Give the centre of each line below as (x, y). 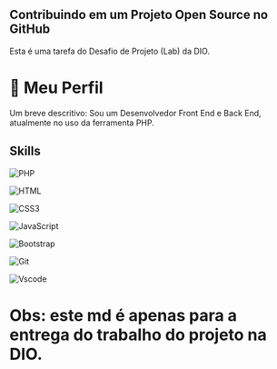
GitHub (30, 30)
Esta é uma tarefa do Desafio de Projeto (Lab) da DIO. (110, 51)
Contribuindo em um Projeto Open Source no (139, 15)
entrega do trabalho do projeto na (138, 334)
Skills (25, 151)
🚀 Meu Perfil (56, 88)
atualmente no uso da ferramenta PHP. (82, 123)
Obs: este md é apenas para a (124, 315)
